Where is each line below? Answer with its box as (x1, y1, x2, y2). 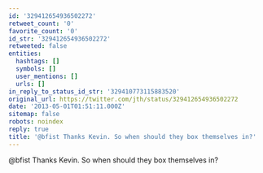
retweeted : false (8, 42, 68, 50)
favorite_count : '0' (8, 27, 79, 35)
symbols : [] (15, 65, 57, 73)
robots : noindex (8, 118, 64, 126)
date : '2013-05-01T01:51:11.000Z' (8, 102, 126, 110)
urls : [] (15, 80, 46, 88)
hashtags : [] (15, 58, 60, 66)
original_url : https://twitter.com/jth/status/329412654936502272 (8, 95, 239, 103)
